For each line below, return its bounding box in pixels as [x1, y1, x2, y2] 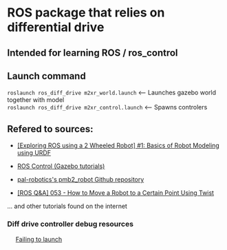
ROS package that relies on [7, 5, 165, 21]
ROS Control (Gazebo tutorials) [17, 162, 105, 170]
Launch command [7, 70, 86, 82]
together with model [7, 96, 65, 104]
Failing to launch [15, 235, 63, 243]
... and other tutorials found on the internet [7, 202, 127, 211]
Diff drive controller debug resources [7, 219, 134, 229]
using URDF [17, 149, 52, 157]
